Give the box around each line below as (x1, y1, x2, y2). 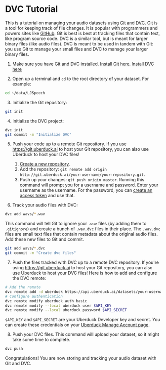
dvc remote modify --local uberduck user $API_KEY (5, 303, 112, 308)
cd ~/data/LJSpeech (5, 90, 45, 95)
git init (5, 109, 23, 114)
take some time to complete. (12, 337, 71, 343)
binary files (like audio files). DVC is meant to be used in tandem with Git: (5, 41, 154, 46)
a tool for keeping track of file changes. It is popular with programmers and (5, 25, 158, 31)
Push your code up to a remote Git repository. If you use (12, 141, 127, 147)
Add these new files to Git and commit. (5, 236, 84, 243)
